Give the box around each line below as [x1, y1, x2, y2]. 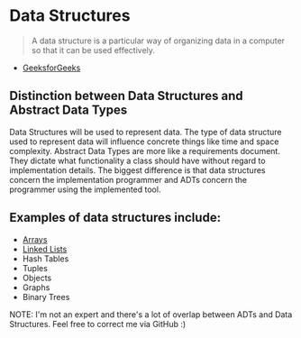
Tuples [22, 262, 48, 273]
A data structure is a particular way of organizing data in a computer [31, 35, 286, 46]
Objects [22, 272, 52, 283]
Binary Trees [22, 291, 70, 302]
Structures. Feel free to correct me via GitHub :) [9, 318, 187, 329]
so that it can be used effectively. [31, 44, 156, 55]
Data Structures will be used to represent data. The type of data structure [9, 126, 282, 137]
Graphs [22, 281, 50, 293]
